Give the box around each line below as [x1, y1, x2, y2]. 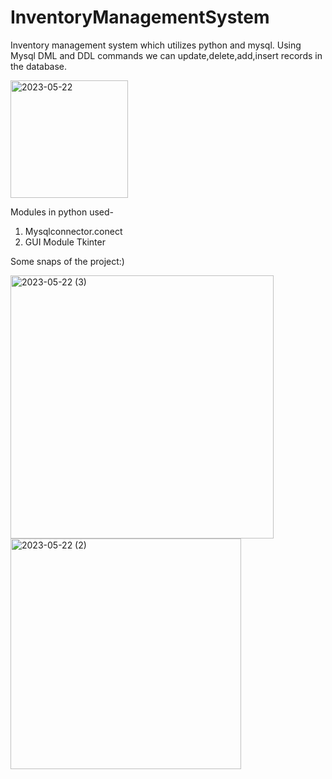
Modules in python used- [10, 206, 115, 218]
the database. [10, 60, 68, 72]
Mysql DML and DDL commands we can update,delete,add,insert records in [10, 49, 323, 61]
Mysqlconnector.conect [24, 225, 123, 237]
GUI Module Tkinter [24, 236, 106, 248]
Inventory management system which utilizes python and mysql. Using [10, 39, 302, 51]
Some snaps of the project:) [10, 255, 125, 267]
